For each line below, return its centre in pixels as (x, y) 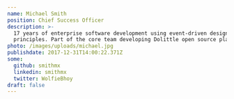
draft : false (26, 85)
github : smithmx (37, 66)
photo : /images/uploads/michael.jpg (60, 46)
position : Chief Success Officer (56, 20)
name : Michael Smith (37, 14)
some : (15, 59)
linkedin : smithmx (40, 72)
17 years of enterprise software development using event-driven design (121, 33)
